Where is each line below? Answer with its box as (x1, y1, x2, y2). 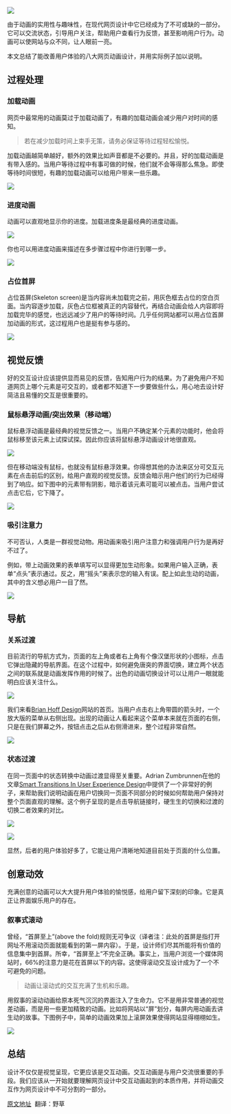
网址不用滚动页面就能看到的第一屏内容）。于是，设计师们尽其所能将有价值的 (7, 941, 221, 949)
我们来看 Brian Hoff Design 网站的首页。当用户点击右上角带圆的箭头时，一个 (7, 705, 220, 714)
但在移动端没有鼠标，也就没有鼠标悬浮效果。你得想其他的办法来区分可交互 (7, 463, 218, 471)
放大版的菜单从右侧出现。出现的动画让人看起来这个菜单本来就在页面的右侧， (7, 714, 224, 722)
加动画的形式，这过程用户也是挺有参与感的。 (7, 319, 134, 328)
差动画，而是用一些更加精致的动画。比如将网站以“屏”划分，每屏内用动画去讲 (7, 1005, 223, 1013)
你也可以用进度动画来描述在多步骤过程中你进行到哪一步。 (7, 244, 170, 253)
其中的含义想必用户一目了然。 (7, 578, 91, 586)
